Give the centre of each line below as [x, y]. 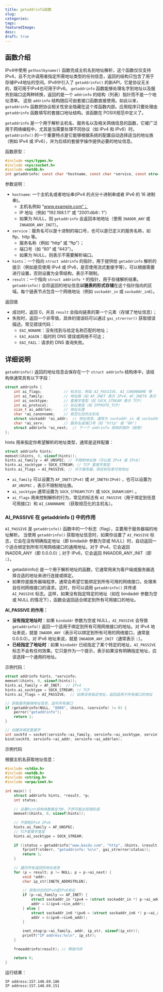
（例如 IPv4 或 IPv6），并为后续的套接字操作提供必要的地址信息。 [70, 141]
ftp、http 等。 [26, 237]
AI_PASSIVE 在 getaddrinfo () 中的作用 [50, 517]
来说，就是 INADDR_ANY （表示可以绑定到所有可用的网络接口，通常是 [83, 633]
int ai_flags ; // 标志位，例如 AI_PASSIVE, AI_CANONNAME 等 [83, 391]
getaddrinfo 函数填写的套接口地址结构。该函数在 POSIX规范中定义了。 [76, 113]
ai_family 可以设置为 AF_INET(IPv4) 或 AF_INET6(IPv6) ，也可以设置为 [82, 479]
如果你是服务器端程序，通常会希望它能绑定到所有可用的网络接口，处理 [82, 582]
